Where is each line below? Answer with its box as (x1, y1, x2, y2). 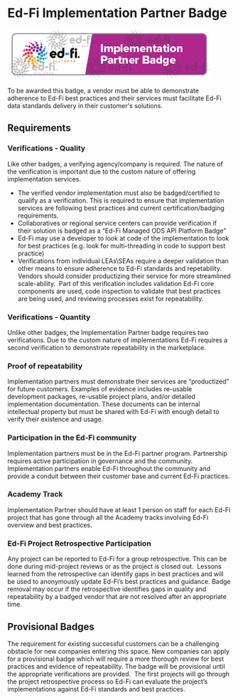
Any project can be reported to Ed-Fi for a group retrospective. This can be (7, 555, 227, 563)
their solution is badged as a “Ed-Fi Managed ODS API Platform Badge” (17, 226, 227, 235)
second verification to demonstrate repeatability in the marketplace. (7, 343, 206, 351)
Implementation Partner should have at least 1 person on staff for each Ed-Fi (7, 505, 231, 514)
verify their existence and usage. (7, 415, 104, 424)
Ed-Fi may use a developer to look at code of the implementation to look (17, 233, 229, 243)
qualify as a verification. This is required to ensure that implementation (17, 196, 225, 204)
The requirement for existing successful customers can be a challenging (7, 639, 220, 648)
